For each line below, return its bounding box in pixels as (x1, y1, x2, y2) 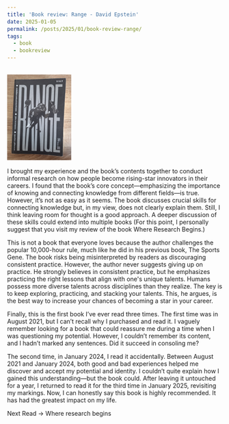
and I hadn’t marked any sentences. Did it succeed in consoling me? (7, 339, 200, 347)
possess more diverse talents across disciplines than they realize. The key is (7, 282, 223, 290)
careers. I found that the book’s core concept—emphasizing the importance (7, 182, 221, 190)
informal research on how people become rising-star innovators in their (7, 175, 208, 182)
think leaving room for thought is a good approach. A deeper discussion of (7, 211, 217, 219)
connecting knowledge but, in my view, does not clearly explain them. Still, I (7, 203, 221, 212)
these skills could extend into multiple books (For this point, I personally (7, 218, 209, 226)
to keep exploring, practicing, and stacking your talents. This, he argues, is (7, 290, 217, 297)
